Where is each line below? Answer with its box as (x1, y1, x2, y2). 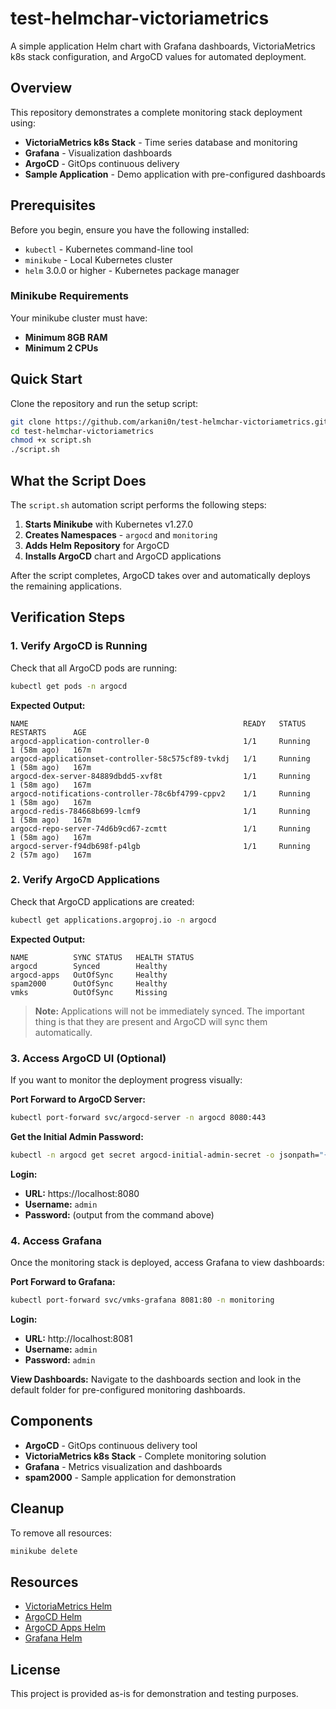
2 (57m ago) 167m (10, 850, 92, 860)
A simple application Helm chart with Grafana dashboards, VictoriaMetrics (10, 40, 316, 52)
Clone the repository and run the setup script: (10, 397, 199, 409)
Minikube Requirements (10, 289, 130, 303)
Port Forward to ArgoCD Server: (10, 1093, 146, 1106)
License (10, 1661, 61, 1678)
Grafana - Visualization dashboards (24, 147, 173, 159)
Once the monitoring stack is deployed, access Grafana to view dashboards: (10, 1257, 325, 1269)
